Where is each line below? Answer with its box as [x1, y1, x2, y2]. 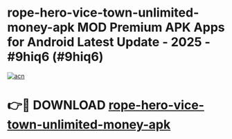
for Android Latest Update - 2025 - [7, 35, 211, 50]
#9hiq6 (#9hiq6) [7, 49, 104, 65]
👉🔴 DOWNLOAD [7, 98, 106, 113]
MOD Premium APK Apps [77, 19, 225, 35]
